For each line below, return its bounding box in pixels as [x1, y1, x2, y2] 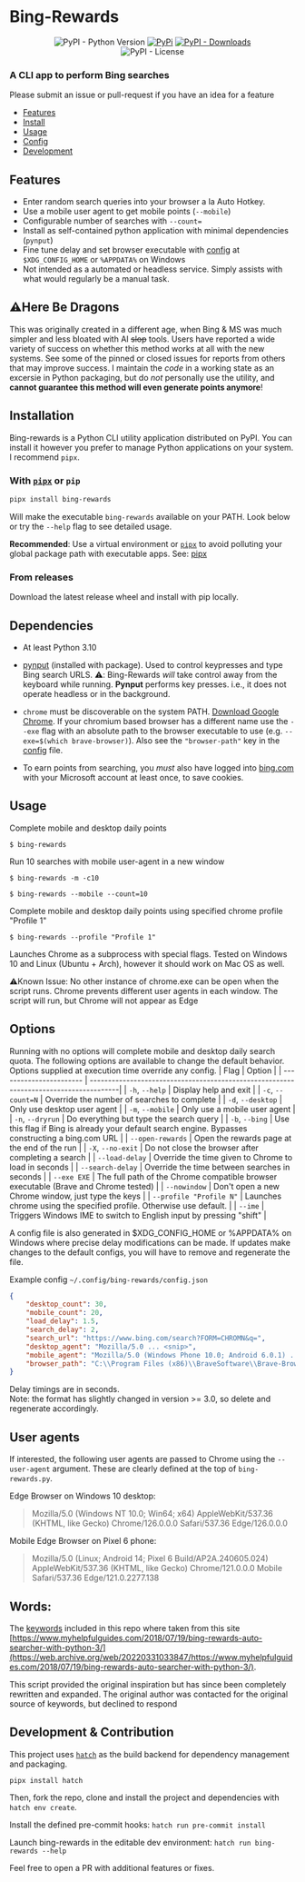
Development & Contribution [9, 1725, 174, 1740]
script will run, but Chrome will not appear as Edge [9, 995, 199, 1006]
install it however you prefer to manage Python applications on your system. [9, 442, 294, 453]
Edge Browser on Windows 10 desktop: [9, 1490, 156, 1501]
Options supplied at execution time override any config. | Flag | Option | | [9, 1065, 282, 1076]
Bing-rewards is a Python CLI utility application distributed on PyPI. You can [9, 432, 293, 443]
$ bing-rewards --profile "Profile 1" [9, 932, 156, 941]
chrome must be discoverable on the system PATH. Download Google [22, 706, 280, 717]
